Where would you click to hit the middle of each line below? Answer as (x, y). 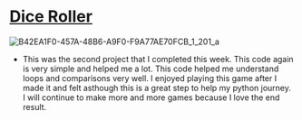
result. (34, 106)
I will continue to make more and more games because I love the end (151, 97)
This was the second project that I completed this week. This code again (158, 59)
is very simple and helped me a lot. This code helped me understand (151, 69)
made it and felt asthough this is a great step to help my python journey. (157, 88)
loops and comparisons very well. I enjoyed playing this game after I (150, 78)
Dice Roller (51, 17)
